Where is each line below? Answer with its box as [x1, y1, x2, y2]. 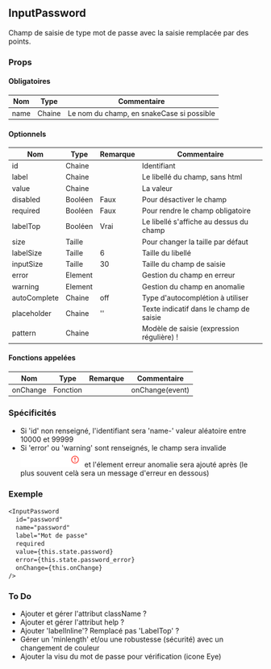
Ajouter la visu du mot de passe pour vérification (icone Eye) [19, 652, 222, 662]
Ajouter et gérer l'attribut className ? [19, 609, 147, 619]
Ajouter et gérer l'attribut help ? [19, 617, 125, 627]
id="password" [15, 515, 63, 523]
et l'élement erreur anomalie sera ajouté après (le [84, 459, 248, 469]
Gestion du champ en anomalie [142, 281, 245, 291]
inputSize [11, 260, 44, 269]
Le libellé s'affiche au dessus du [142, 217, 248, 226]
